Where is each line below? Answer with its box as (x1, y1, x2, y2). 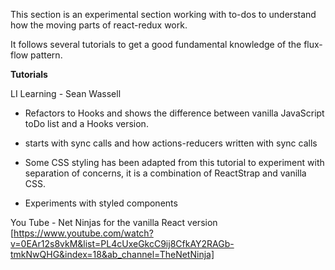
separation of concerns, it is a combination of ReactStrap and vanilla (24, 167, 307, 179)
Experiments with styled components (24, 197, 178, 209)
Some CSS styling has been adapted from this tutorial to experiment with (24, 157, 325, 168)
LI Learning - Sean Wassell (10, 88, 122, 99)
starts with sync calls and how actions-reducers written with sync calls (24, 137, 318, 149)
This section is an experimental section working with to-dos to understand (10, 9, 317, 20)
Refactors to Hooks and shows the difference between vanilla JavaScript (24, 107, 325, 119)
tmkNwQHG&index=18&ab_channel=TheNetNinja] (10, 249, 215, 260)
